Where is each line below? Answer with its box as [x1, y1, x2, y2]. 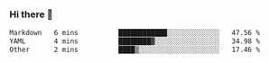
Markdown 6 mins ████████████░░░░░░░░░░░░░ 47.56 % [9, 29, 260, 38]
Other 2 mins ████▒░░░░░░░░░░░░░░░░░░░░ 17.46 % [9, 45, 260, 55]
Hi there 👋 [9, 8, 54, 21]
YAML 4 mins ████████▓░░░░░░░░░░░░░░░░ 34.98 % [9, 37, 260, 46]
